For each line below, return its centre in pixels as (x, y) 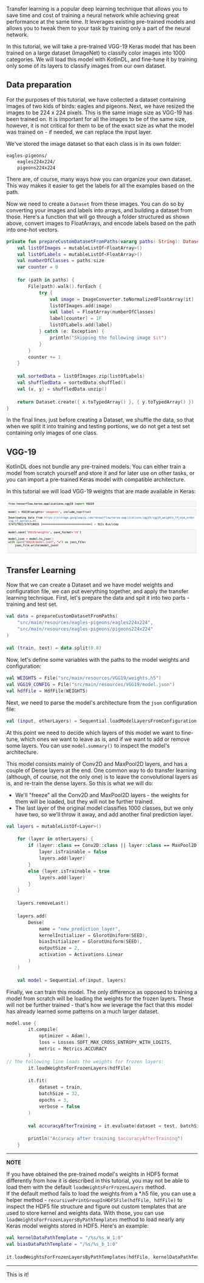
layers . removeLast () (43, 903)
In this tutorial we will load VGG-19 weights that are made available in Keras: (101, 492)
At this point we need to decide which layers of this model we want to (93, 732)
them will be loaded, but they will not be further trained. (84, 801)
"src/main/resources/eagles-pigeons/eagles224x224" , (85, 622)
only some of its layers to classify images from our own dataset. (86, 66)
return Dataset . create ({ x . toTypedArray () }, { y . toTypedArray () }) (106, 402)
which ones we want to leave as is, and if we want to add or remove (105, 739)
